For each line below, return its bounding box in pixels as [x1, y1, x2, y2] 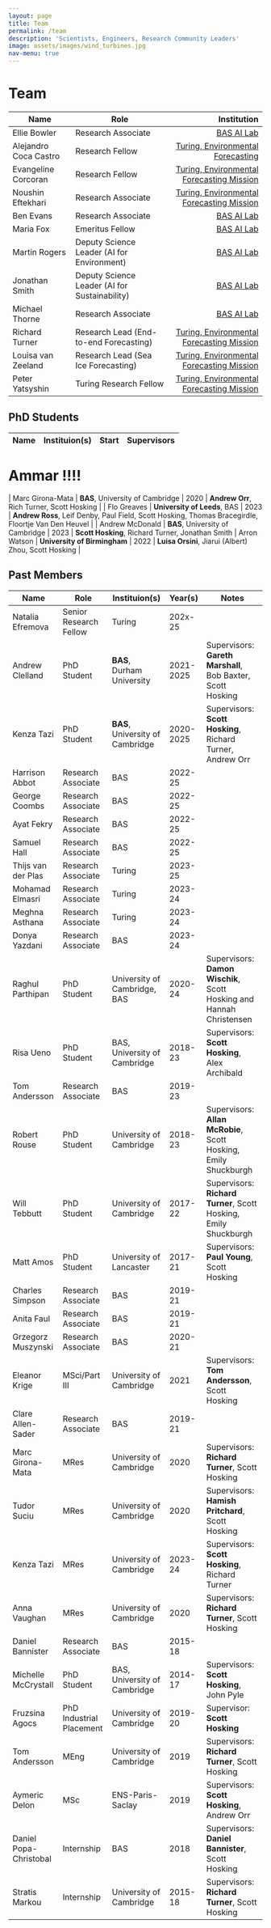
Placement [62, 1722, 103, 1734]
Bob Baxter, [206, 669, 251, 680]
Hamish [206, 1494, 236, 1506]
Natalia [12, 611, 40, 622]
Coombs [12, 800, 45, 811]
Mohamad [12, 883, 51, 894]
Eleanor [12, 1369, 42, 1380]
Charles [12, 1284, 43, 1295]
